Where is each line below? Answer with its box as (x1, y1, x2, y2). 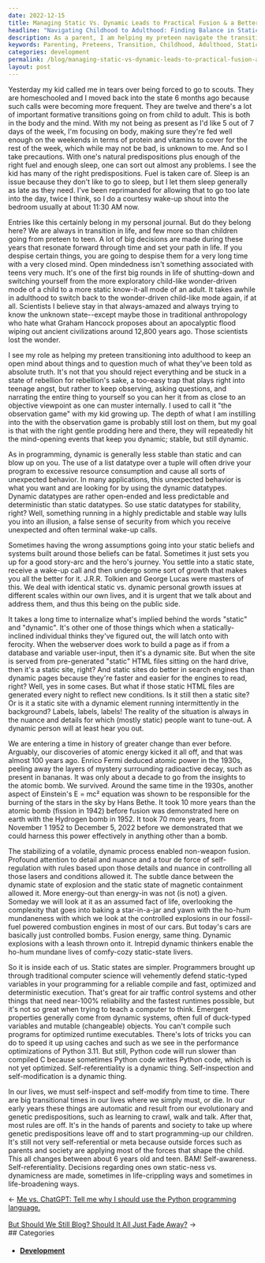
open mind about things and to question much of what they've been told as (8, 359, 252, 368)
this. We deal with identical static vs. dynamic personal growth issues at (8, 582, 242, 592)
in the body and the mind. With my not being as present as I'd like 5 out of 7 (8, 118, 254, 127)
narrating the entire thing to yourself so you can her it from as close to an (8, 392, 246, 401)
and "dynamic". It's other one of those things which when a (8, 622, 201, 632)
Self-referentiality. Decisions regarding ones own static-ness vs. (8, 1162, 217, 1171)
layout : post (8, 63, 51, 71)
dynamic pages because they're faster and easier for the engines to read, (8, 673, 248, 682)
